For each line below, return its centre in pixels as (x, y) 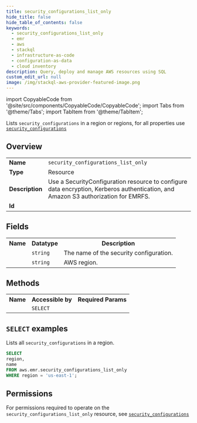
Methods (23, 283)
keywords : (18, 28)
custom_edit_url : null (34, 77)
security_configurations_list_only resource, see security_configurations (98, 414)
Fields (18, 227)
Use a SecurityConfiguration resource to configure (118, 182)
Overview (24, 147)
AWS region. (81, 262)
